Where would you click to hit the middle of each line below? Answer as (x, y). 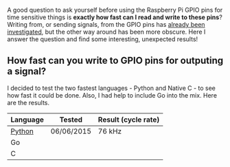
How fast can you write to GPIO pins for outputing (115, 61)
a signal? (27, 71)
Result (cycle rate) (129, 120)
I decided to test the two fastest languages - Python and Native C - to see (112, 88)
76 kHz (110, 131)
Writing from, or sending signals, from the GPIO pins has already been (106, 24)
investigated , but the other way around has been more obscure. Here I (106, 32)
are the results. (28, 102)
